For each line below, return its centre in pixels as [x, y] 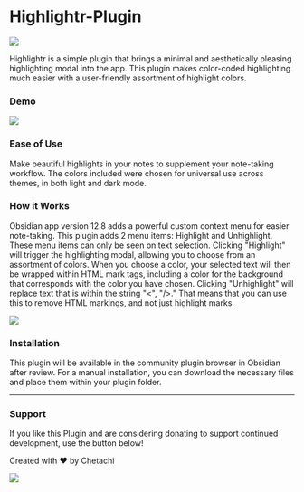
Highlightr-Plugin [76, 17]
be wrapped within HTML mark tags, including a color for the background [146, 274]
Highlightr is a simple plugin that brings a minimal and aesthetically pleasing [151, 58]
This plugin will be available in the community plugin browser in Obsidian [145, 363]
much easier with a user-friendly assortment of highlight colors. [128, 78]
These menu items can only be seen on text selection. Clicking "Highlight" [148, 245]
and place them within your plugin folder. [85, 383]
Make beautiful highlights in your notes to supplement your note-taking [142, 164]
